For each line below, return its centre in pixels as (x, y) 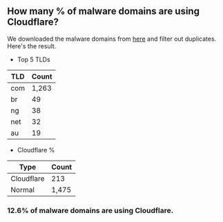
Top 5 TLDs (33, 59)
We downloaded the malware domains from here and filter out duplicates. (112, 39)
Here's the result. (32, 46)
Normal (22, 190)
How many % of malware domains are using (104, 11)
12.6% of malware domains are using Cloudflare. (90, 210)
